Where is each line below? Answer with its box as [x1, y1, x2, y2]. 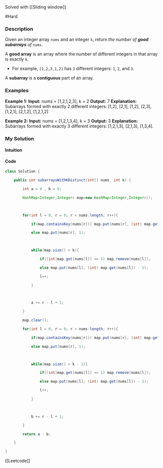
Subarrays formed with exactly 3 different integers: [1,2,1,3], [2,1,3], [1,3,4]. [5, 123, 154, 129]
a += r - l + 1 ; [31, 300, 64, 305]
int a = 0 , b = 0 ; [22, 187, 62, 192]
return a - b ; [22, 432, 51, 436]
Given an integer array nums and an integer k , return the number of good [5, 36, 149, 43]
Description [5, 25, 33, 32]
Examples [5, 87, 29, 94]
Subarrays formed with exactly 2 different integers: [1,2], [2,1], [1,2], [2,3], [5, 103, 152, 109]
